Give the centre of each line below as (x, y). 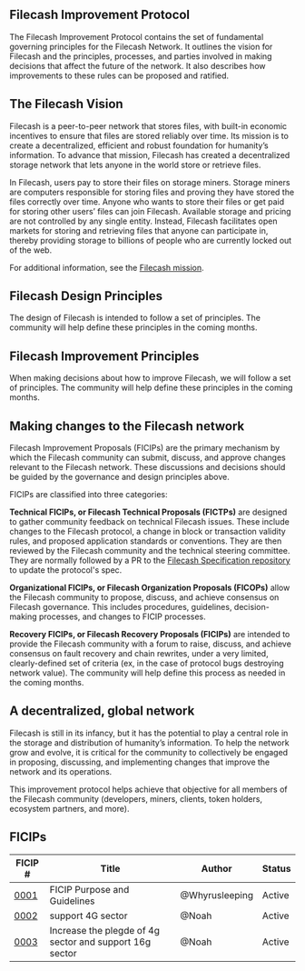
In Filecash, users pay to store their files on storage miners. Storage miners (150, 182)
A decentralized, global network (102, 711)
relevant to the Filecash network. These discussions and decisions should (148, 467)
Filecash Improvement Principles (104, 356)
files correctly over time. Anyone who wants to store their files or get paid (147, 201)
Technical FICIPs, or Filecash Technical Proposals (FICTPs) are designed (148, 512)
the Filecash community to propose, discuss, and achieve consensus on (144, 597)
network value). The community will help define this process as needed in (148, 673)
